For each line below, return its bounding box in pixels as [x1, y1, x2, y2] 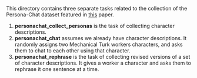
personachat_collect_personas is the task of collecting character [14, 23, 175, 29]
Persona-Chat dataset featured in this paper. [6, 11, 114, 18]
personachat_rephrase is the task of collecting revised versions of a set [14, 54, 191, 60]
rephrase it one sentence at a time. [14, 66, 99, 72]
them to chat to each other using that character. [14, 47, 131, 54]
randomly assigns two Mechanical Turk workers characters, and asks [14, 41, 183, 48]
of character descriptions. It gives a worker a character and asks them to [14, 59, 191, 66]
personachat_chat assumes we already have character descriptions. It [14, 35, 187, 41]
